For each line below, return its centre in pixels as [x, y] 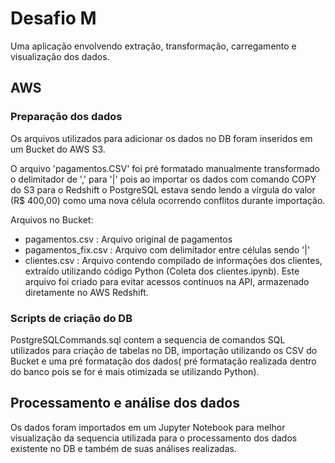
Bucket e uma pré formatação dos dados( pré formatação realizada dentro [163, 361]
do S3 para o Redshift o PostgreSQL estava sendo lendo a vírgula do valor [163, 189]
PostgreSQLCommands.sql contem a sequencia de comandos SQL [148, 339]
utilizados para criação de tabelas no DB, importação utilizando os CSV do [164, 350]
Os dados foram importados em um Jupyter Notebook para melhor [148, 427]
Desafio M [53, 18]
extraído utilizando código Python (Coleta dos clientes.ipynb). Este [162, 271]
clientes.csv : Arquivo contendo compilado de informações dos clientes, [173, 260]
